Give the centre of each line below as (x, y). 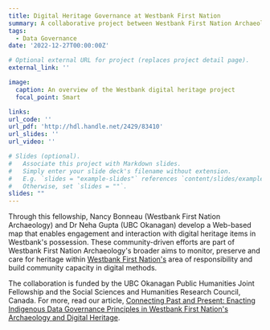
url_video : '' (32, 142)
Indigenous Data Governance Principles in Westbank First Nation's (119, 309)
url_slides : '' (34, 134)
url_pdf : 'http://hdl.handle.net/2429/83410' (86, 127)
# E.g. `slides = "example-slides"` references (93, 179)
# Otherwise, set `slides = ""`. (68, 186)
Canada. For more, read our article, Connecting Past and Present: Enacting (132, 301)
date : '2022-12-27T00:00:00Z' (59, 46)
